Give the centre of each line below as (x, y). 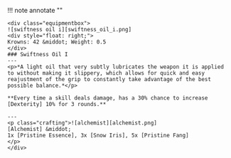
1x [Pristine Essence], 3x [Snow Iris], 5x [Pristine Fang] (98, 135)
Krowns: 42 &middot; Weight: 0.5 (57, 42)
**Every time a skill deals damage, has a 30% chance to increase (108, 98)
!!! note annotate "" (35, 10)
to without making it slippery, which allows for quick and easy (106, 73)
